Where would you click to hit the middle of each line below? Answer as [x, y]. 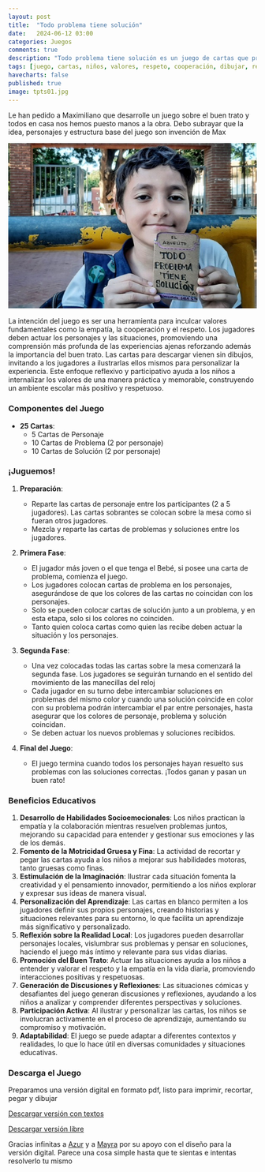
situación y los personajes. [75, 635]
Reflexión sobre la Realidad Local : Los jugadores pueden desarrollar [132, 935]
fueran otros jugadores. [69, 520]
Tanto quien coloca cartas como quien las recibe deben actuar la [137, 627]
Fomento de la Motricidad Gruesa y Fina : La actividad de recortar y [130, 852]
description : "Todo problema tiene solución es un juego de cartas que [128, 58]
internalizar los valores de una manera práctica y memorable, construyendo [131, 380]
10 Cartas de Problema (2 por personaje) [97, 443]
